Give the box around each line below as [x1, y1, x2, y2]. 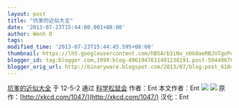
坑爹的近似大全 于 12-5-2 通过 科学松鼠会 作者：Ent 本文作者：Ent [7, 83, 200, 92]
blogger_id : [7, 57, 43, 64]
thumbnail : [7, 50, 40, 58]
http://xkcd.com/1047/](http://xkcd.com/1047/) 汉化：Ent [22, 92, 189, 101]
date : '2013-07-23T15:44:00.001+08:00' [7, 23, 126, 31]
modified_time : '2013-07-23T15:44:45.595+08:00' [7, 43, 154, 50]
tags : [7, 37, 23, 44]
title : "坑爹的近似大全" [7, 17, 73, 24]
